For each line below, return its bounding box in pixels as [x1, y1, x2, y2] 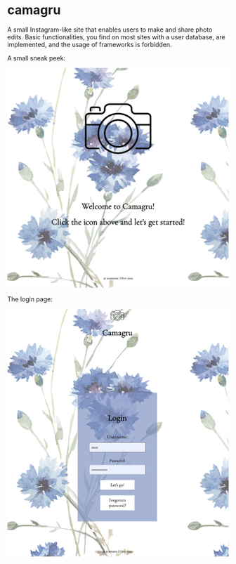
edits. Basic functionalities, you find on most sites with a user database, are [7, 32, 226, 41]
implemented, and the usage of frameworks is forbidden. [7, 40, 172, 48]
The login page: [7, 295, 53, 303]
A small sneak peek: [7, 53, 65, 62]
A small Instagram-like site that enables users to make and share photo [7, 25, 213, 34]
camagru [7, 2, 61, 18]
